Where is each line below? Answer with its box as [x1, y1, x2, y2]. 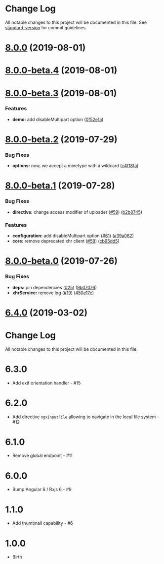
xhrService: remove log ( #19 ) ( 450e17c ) [12, 290, 94, 296]
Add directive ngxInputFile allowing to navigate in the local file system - [12, 414, 160, 420]
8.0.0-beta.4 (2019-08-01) [5, 65, 118, 76]
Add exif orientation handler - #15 [12, 380, 81, 386]
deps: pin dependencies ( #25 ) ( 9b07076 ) [12, 284, 97, 290]
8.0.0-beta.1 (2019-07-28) [5, 180, 115, 191]
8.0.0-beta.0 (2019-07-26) [5, 255, 118, 267]
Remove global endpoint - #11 [12, 452, 73, 459]
